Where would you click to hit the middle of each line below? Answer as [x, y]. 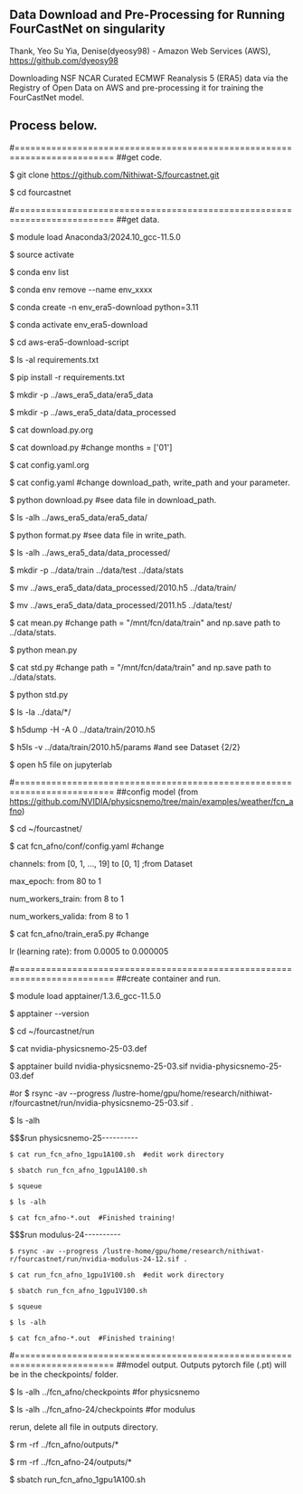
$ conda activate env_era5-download [79, 324]
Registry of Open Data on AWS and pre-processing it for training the [137, 87]
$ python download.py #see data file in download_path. [113, 500]
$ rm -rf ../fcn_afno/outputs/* [64, 1444]
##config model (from [157, 792]
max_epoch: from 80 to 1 [56, 880]
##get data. [138, 219]
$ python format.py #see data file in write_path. [98, 535]
